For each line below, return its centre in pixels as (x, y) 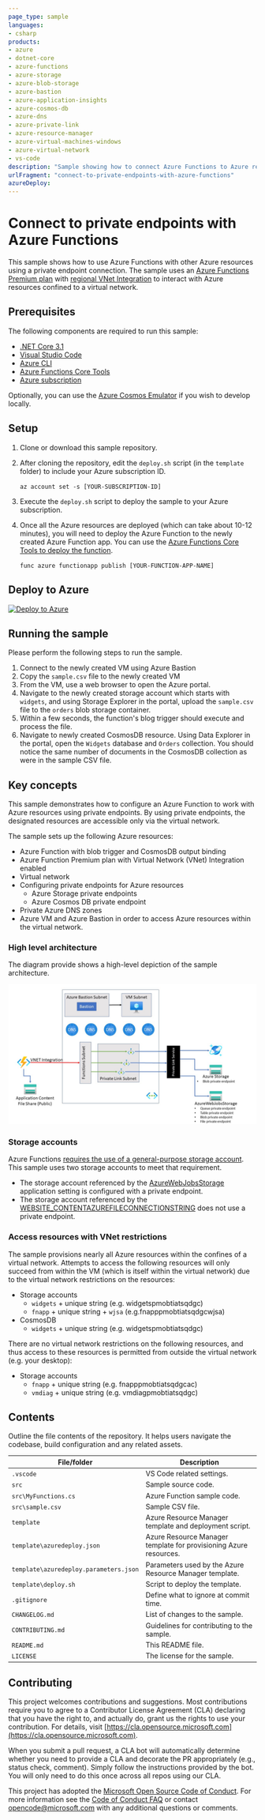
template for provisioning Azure (197, 1545)
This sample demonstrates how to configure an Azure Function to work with (131, 804)
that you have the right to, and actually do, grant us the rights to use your (127, 1719)
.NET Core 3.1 (42, 346)
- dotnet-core (32, 58)
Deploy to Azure (49, 590)
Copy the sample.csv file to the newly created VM (100, 676)
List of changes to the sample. (194, 1615)
